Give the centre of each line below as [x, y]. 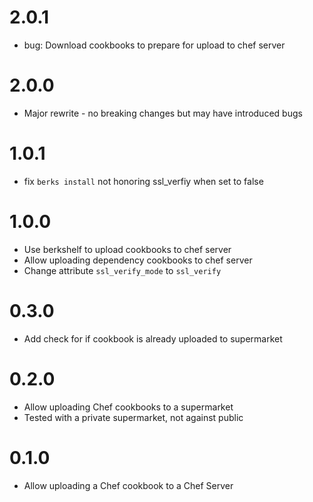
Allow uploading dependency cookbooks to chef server [138, 260]
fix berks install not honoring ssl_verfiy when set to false [143, 181]
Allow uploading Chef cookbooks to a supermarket [128, 407]
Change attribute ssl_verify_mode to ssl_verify [122, 270]
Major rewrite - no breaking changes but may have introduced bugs [163, 113]
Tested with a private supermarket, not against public [133, 417]
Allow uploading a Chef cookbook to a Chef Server [128, 485]
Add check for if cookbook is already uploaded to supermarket [153, 338]
